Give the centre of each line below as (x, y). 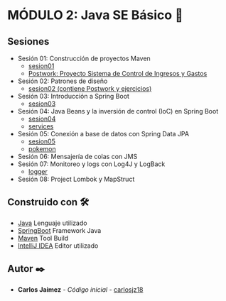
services (41, 126)
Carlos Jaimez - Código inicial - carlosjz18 (80, 289)
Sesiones (28, 42)
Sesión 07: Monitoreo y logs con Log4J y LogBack (91, 164)
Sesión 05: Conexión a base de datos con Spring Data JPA (103, 134)
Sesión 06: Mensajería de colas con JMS (77, 157)
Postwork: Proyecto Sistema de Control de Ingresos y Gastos (118, 73)
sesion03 (42, 104)
